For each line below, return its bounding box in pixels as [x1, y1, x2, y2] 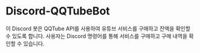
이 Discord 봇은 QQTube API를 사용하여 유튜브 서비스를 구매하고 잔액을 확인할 [5, 25, 191, 32]
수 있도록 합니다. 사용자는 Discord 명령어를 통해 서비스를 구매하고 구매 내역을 [5, 32, 188, 40]
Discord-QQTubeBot [5, 4, 110, 18]
